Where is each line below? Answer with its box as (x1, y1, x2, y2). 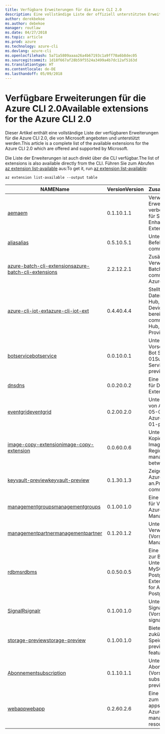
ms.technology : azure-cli (5, 44, 58, 49)
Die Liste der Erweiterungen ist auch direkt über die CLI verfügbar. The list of (5, 155, 160, 161)
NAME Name (40, 186, 70, 193)
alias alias (7, 239, 29, 246)
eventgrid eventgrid (7, 408, 52, 415)
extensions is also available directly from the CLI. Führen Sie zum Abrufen (5, 160, 155, 166)
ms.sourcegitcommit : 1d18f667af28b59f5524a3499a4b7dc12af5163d (5, 58, 137, 63)
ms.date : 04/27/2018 (5, 30, 48, 35)
